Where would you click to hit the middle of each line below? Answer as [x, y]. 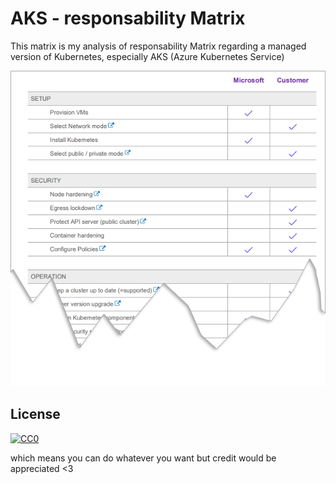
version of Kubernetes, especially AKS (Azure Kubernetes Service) [147, 56]
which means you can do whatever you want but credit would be [143, 458]
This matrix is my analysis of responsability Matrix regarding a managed [158, 46]
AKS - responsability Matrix [128, 18]
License [35, 414]
